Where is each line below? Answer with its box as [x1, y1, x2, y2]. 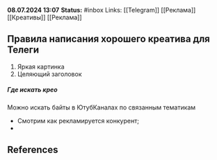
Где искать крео [7, 86, 58, 94]
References [7, 144, 58, 156]
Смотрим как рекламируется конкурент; [17, 116, 139, 125]
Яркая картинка [17, 62, 65, 71]
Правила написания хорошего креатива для [7, 33, 210, 45]
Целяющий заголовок [17, 69, 82, 78]
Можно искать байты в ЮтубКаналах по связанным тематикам [7, 103, 196, 112]
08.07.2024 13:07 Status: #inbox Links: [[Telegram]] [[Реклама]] [7, 6, 196, 14]
